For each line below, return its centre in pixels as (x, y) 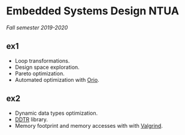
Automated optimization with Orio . (57, 79)
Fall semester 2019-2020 (37, 27)
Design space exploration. (47, 67)
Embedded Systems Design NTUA (93, 11)
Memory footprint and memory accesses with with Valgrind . (89, 125)
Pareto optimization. (40, 73)
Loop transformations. (42, 60)
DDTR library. (31, 119)
